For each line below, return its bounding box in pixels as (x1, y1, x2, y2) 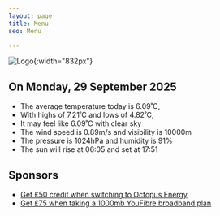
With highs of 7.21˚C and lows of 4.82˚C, (19, 110, 154, 120)
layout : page (8, 11, 53, 20)
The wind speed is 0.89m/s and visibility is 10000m (19, 127, 192, 137)
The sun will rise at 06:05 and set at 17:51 (19, 145, 158, 154)
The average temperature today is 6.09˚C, (19, 102, 161, 111)
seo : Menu (8, 27, 42, 35)
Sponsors (8, 168, 58, 182)
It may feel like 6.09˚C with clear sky (19, 119, 142, 128)
